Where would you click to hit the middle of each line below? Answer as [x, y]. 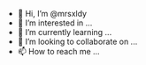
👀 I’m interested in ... [55, 23]
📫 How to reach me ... [58, 51]
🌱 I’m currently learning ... [65, 32]
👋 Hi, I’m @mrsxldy [52, 14]
